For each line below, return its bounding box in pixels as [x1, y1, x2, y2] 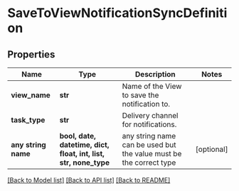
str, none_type [59, 158, 110, 168]
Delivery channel [122, 111, 179, 120]
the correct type [122, 158, 176, 168]
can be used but [122, 140, 176, 150]
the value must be [122, 149, 182, 158]
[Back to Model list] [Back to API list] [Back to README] [7, 176, 171, 184]
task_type [11, 115, 46, 125]
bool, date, [59, 131, 96, 141]
